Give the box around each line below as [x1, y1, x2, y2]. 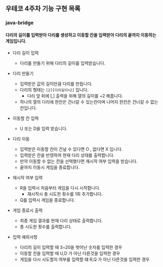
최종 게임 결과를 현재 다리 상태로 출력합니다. [19, 218, 103, 223]
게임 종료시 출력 [12, 207, 43, 213]
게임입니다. [5, 38, 27, 44]
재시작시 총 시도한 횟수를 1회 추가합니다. [27, 191, 103, 197]
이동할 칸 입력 [12, 115, 39, 121]
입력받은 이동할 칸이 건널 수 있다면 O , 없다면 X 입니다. [19, 146, 123, 152]
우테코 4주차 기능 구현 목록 [5, 4, 81, 13]
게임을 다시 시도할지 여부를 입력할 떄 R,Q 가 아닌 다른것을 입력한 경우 [19, 256, 150, 262]
